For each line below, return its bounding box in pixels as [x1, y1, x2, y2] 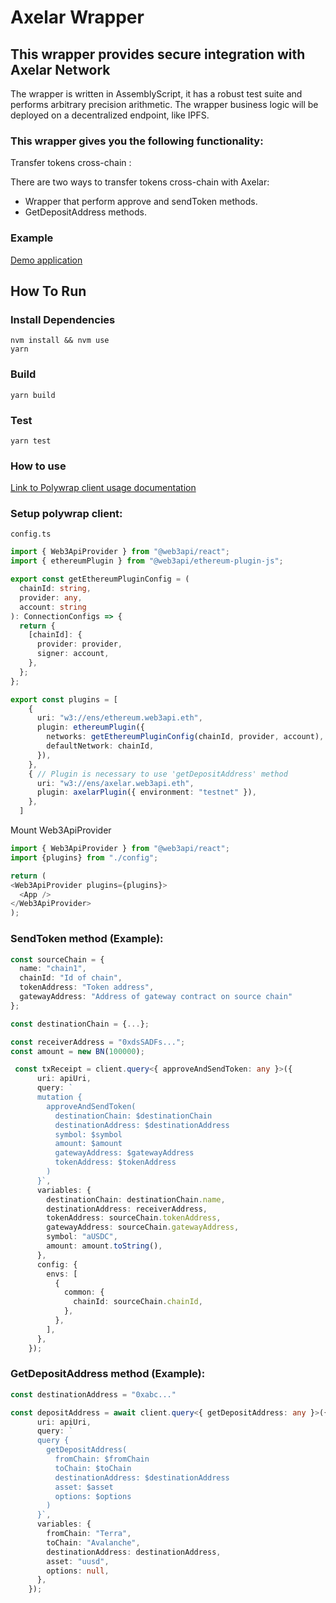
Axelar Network [10, 61, 111, 78]
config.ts [10, 529, 52, 540]
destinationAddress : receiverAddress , [46, 1204, 208, 1214]
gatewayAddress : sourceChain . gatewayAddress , [46, 1222, 240, 1233]
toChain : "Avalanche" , [46, 1537, 141, 1548]
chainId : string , [19, 584, 92, 594]
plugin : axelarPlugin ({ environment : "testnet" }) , [36, 787, 257, 798]
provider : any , [19, 592, 83, 603]
